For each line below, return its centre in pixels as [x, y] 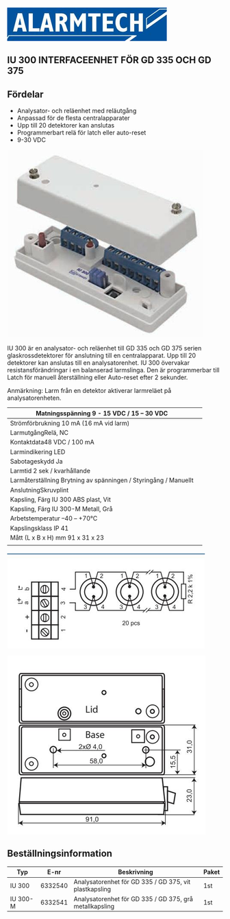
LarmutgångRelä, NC [39, 433]
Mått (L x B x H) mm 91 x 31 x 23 [57, 537]
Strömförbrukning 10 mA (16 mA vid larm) [70, 423]
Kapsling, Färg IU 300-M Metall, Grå [61, 509]
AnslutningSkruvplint [39, 490]
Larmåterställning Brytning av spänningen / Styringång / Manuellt [102, 480]
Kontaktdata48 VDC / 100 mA [52, 442]
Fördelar [25, 94]
